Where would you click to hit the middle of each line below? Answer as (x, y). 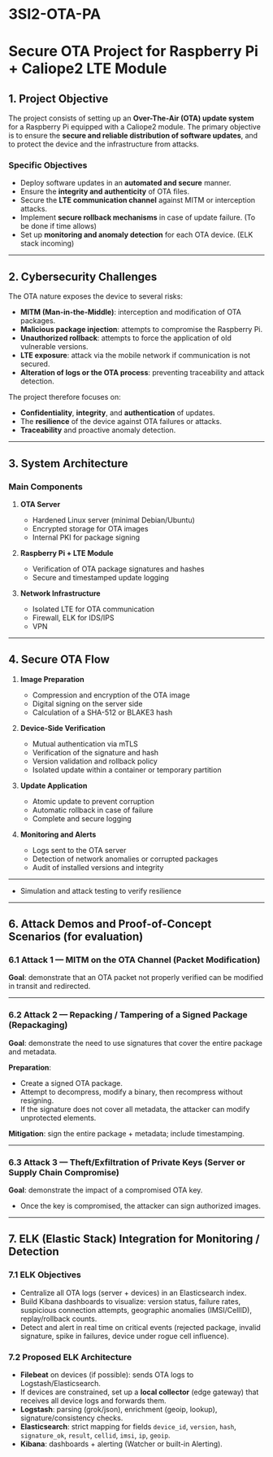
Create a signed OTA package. (71, 1083)
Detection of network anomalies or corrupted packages (125, 859)
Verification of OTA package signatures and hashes (118, 569)
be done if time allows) (58, 226)
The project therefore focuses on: (65, 397)
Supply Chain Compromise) (64, 1172)
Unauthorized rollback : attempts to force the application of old (126, 338)
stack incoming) (47, 243)
